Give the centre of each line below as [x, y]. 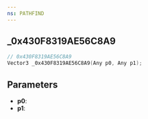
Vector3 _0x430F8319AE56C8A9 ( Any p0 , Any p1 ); [75, 63]
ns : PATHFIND [26, 13]
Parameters [33, 84]
